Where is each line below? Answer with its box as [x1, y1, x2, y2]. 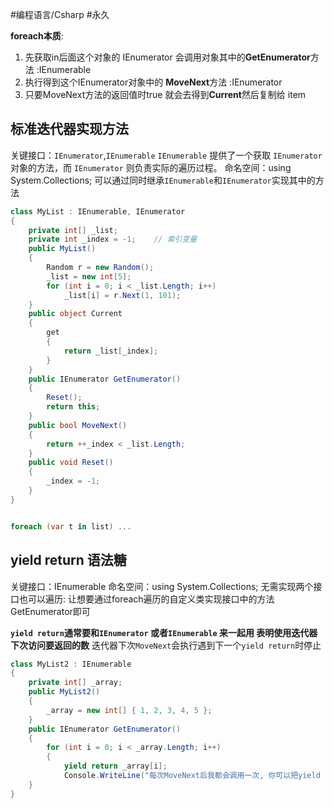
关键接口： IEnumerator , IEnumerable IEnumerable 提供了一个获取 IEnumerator [10, 149, 323, 161]
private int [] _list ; [28, 225, 118, 235]
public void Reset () [28, 458, 114, 468]
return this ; [46, 402, 101, 412]
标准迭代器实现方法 [10, 121, 129, 138]
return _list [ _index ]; [63, 346, 159, 356]
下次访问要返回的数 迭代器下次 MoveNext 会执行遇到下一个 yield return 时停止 [10, 639, 322, 651]
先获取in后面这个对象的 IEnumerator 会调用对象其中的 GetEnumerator [24, 51, 311, 63]
